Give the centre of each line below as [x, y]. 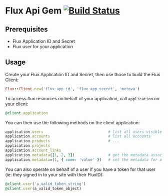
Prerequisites [26, 29]
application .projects [28, 146]
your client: [17, 104]
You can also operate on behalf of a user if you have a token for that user [80, 169]
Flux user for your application [43, 47]
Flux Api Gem [33, 11]
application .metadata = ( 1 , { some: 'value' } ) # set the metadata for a [84, 160]
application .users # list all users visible [84, 132]
